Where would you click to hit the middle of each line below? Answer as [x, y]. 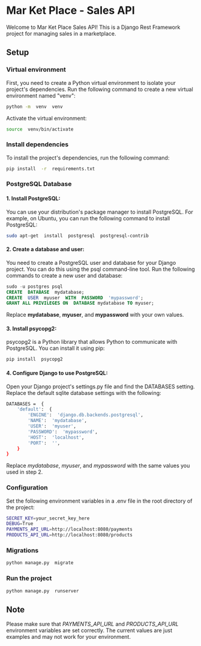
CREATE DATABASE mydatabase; [45, 292]
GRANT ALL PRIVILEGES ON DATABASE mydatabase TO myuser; [80, 303]
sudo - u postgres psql [34, 287]
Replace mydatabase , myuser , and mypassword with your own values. [95, 315]
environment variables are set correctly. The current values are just [89, 630]
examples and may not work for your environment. [68, 637]
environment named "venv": [41, 95]
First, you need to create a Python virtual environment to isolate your [91, 82]
